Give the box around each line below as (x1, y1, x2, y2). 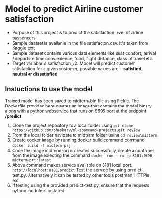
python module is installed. (12, 187, 66, 193)
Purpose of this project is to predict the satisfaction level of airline (12, 30, 144, 35)
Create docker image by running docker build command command (12, 137, 145, 143)
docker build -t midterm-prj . (12, 143, 75, 148)
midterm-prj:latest (12, 157, 52, 163)
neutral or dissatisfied (12, 71, 58, 76)
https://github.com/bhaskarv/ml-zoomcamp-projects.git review (12, 127, 140, 133)
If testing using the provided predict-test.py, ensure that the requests (12, 183, 150, 188)
